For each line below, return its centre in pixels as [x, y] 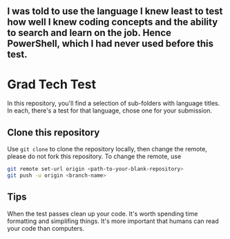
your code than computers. [46, 228]
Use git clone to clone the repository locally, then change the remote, [107, 149]
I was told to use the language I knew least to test [115, 11]
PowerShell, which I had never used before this [111, 44]
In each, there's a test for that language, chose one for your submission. [110, 111]
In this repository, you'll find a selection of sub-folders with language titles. [114, 104]
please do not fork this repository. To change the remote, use [94, 156]
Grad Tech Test [52, 84]
